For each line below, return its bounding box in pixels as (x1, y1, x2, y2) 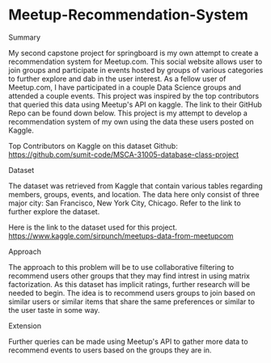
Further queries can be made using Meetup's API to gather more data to (8, 336, 248, 346)
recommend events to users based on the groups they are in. (8, 345, 212, 355)
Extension (8, 321, 42, 331)
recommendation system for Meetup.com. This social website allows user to (8, 57, 263, 66)
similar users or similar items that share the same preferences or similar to (8, 297, 255, 306)
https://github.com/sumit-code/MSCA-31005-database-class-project (8, 150, 239, 159)
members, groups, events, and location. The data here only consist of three (8, 189, 260, 199)
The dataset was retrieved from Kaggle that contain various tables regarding (8, 180, 263, 191)
